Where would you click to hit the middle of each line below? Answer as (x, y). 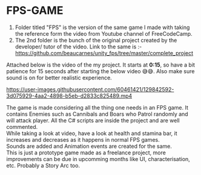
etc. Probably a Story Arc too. (43, 165)
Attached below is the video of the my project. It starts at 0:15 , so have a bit (101, 65)
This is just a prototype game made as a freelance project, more (86, 153)
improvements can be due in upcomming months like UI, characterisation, (98, 159)
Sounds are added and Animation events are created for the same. (89, 146)
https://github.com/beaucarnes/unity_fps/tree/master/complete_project (104, 53)
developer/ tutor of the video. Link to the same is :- (78, 47)
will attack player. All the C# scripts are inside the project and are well (93, 120)
